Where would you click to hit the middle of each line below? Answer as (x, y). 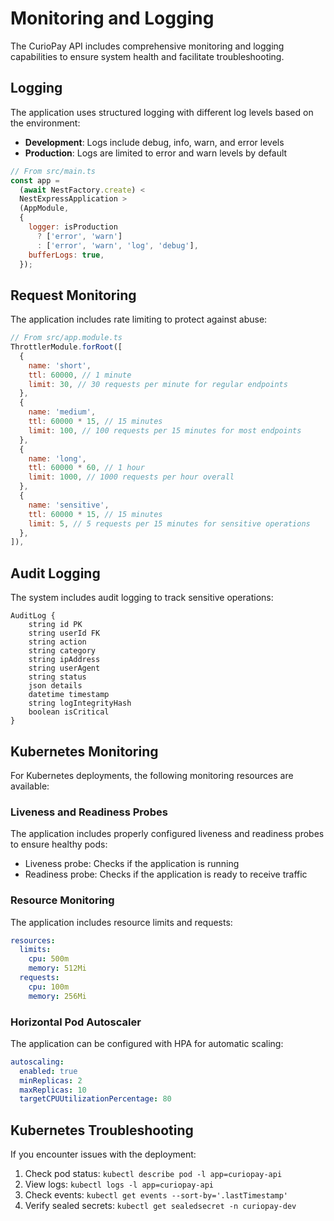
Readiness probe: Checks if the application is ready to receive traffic (166, 874)
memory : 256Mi (57, 996)
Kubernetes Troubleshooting (102, 1130)
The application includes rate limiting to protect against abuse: (139, 319)
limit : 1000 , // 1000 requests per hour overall (131, 477)
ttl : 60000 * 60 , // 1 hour (86, 468)
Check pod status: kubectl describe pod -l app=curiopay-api (153, 1174)
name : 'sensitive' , (69, 505)
